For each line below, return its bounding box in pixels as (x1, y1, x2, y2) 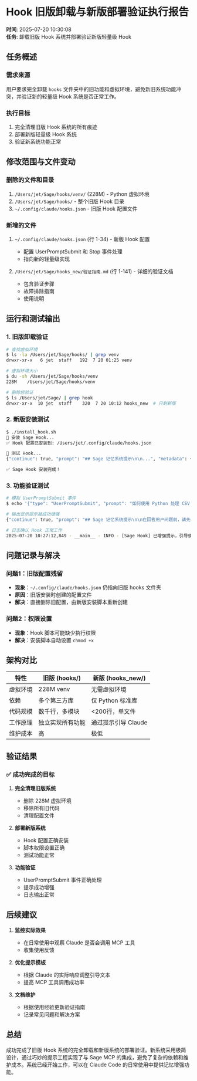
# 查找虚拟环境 (6, 347, 38, 353)
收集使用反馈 (23, 946, 55, 953)
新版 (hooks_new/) (93, 674, 146, 682)
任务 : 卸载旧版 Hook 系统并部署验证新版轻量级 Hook (6, 33, 132, 40)
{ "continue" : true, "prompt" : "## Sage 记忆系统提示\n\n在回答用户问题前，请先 (6, 517, 191, 523)
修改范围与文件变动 (6, 157, 76, 167)
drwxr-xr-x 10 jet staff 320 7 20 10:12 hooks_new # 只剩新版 (6, 400, 176, 406)
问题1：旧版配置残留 (6, 570, 63, 578)
